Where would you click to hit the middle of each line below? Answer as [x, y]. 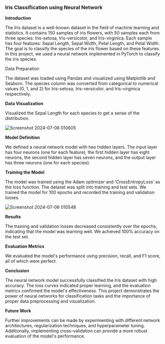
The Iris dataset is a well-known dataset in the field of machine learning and [82, 28]
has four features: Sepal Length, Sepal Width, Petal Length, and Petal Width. [82, 43]
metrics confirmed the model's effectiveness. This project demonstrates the [82, 291]
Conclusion [17, 271]
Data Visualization [24, 104]
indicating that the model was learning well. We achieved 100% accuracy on [82, 231]
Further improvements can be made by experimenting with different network [82, 320]
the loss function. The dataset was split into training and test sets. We [76, 187]
